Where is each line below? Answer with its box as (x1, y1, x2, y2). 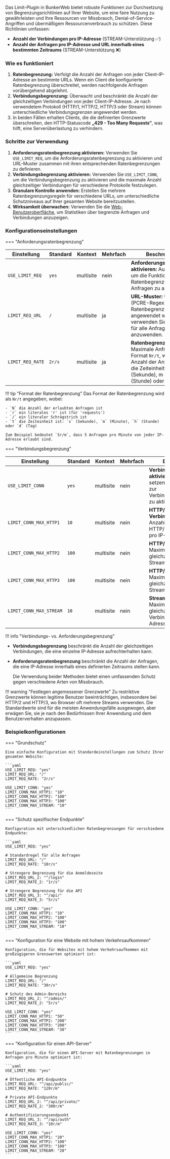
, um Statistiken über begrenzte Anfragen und (54, 209, 150, 215)
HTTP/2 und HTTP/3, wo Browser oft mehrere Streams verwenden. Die (5, 699, 153, 705)
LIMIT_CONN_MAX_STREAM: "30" (5, 1027, 67, 1032)
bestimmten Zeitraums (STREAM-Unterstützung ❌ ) (12, 47, 121, 53)
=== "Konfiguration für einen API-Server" (5, 1041, 92, 1047)
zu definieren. (12, 166, 42, 172)
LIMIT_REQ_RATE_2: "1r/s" (5, 880, 60, 885)
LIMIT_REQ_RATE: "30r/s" (5, 983, 58, 988)
